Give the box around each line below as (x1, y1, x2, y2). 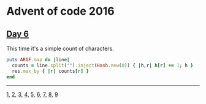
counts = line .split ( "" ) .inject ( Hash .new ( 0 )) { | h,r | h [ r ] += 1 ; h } (12, 62, 194, 69)
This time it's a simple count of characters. (6, 45, 115, 52)
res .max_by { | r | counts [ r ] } (12, 68, 89, 74)
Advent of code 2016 (6, 4, 115, 18)
